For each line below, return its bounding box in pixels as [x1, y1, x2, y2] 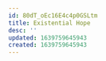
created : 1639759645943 [8, 41, 88, 49]
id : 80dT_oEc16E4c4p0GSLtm [8, 11, 98, 20]
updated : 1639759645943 [8, 33, 88, 42]
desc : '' [8, 26, 37, 34]
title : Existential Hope [8, 19, 91, 27]
